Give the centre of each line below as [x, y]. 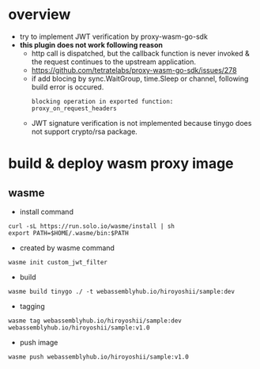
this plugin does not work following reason [91, 44]
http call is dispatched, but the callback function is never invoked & [141, 53]
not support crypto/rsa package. [85, 131]
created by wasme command [67, 248]
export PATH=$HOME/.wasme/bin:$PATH [68, 233]
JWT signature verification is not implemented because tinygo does [141, 123]
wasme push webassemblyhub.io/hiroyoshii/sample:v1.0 [99, 357]
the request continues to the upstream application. [113, 62]
